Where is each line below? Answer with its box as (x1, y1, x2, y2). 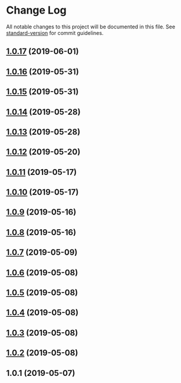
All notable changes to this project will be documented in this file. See (6, 23, 176, 30)
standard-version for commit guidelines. (6, 29, 104, 36)
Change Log (6, 4, 67, 17)
